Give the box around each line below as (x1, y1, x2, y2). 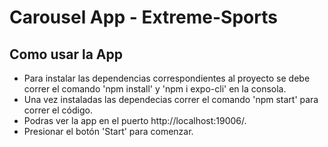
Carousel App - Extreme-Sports (9, 6, 278, 29)
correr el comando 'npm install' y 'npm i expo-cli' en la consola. (23, 83, 287, 95)
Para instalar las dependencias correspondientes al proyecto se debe (23, 72, 311, 84)
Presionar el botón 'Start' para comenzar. (23, 126, 194, 137)
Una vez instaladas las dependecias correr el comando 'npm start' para (23, 94, 319, 105)
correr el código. (23, 104, 93, 116)
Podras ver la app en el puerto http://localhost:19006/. (23, 115, 247, 126)
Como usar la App (9, 46, 123, 63)
